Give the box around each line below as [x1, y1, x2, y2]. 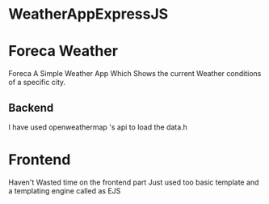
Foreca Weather [8, 42, 119, 61]
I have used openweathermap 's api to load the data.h [8, 122, 188, 132]
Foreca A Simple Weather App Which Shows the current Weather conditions [8, 69, 262, 79]
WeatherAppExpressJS [8, 5, 169, 23]
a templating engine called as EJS [8, 185, 121, 195]
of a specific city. [8, 78, 66, 87]
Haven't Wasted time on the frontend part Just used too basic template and [8, 177, 259, 187]
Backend [8, 100, 54, 114]
